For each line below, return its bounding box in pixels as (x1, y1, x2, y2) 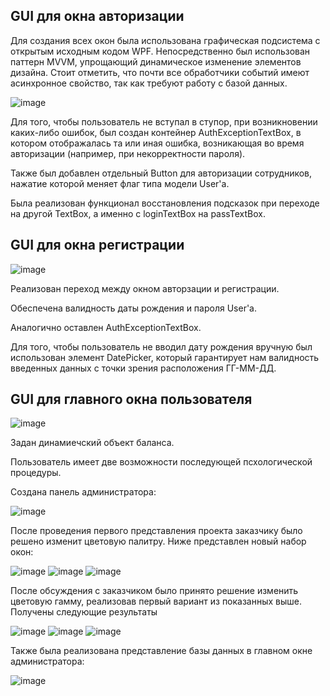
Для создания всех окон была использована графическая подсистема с (10, 34, 321, 46)
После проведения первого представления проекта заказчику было (10, 525, 303, 537)
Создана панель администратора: (10, 486, 157, 498)
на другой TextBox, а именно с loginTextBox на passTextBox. (10, 207, 266, 219)
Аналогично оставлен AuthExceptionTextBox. (10, 321, 202, 333)
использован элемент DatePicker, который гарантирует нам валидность (10, 351, 320, 363)
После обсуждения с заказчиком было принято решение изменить (10, 585, 299, 597)
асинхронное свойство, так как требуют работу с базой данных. (10, 77, 288, 89)
